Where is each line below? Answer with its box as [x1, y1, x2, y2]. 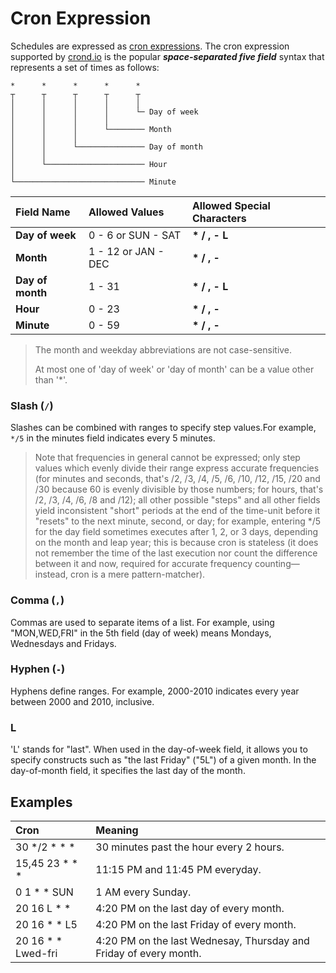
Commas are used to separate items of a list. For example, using [10, 616, 275, 628]
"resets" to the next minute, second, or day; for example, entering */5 [34, 515, 322, 527]
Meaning [95, 823, 139, 837]
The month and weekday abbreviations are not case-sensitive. [34, 343, 293, 356]
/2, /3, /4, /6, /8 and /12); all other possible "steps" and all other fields [34, 494, 321, 506]
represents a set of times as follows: [10, 61, 160, 73]
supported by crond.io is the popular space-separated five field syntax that [10, 50, 325, 62]
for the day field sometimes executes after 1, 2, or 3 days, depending [34, 526, 319, 538]
